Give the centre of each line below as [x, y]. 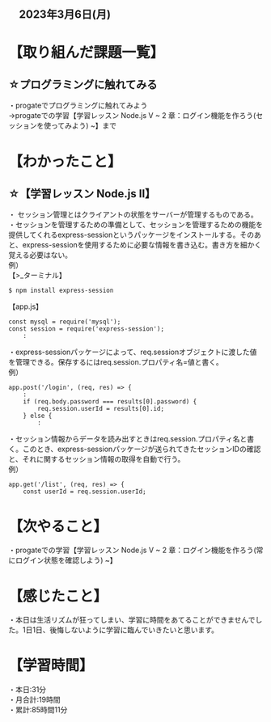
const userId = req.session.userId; [85, 492]
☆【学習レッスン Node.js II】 [82, 194]
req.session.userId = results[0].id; [101, 409]
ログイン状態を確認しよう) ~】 [66, 560]
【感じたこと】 [58, 596]
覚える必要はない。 [40, 255]
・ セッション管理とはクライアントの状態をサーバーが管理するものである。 [133, 215]
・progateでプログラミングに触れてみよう [78, 106]
